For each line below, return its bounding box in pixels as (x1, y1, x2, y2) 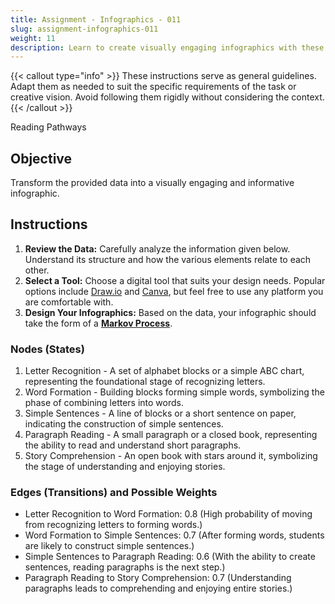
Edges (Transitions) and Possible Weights (10, 486, 218, 500)
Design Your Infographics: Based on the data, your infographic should (24, 306, 317, 318)
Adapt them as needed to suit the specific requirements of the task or (10, 81, 297, 93)
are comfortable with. (24, 296, 114, 308)
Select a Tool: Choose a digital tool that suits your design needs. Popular (24, 274, 326, 286)
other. (24, 264, 50, 276)
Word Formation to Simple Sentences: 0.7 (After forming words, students (24, 529, 325, 541)
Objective (10, 150, 73, 167)
